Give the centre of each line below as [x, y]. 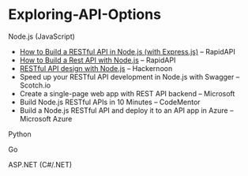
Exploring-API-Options [85, 15]
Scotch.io [35, 85]
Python [20, 134]
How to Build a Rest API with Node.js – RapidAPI [98, 60]
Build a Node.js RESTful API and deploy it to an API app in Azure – [126, 110]
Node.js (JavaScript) [41, 36]
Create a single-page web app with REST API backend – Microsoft [127, 93]
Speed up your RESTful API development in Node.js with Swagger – [130, 77]
